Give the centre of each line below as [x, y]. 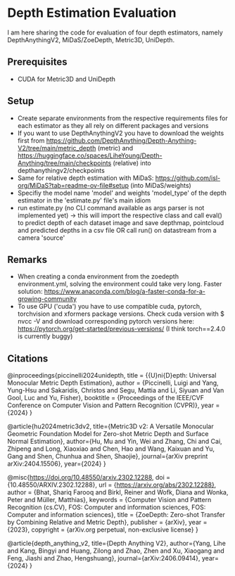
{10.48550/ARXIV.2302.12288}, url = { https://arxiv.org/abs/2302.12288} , [112, 485]
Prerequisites [37, 62]
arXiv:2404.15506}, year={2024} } [57, 464]
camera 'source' [41, 238]
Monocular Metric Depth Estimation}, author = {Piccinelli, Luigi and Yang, [113, 383]
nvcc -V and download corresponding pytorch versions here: [106, 321]
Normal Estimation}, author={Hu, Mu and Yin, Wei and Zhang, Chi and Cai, [115, 442]
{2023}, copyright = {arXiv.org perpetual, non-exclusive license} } [103, 530]
